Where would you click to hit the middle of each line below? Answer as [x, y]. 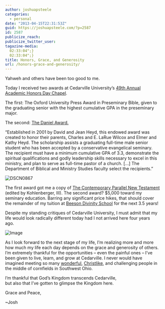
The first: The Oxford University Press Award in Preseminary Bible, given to [81, 103]
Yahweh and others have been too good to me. [52, 79]
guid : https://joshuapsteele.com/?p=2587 [48, 28]
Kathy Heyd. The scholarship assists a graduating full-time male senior [77, 142]
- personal [21, 19]
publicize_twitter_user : [30, 42]
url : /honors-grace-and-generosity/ [42, 64]
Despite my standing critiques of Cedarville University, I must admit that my [81, 213]
